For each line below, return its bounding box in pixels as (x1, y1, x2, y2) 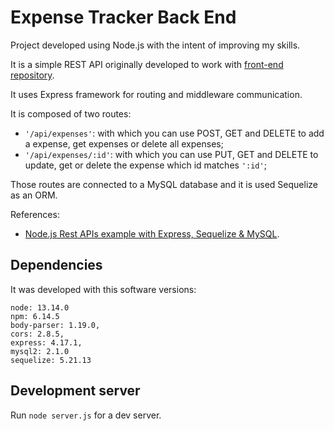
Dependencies (10, 257, 103, 274)
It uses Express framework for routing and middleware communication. (10, 88, 303, 100)
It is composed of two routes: (10, 107, 132, 120)
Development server (10, 382, 141, 400)
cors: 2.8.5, (10, 329, 65, 339)
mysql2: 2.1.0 (10, 346, 70, 356)
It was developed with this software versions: (10, 283, 197, 295)
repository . (10, 69, 55, 81)
